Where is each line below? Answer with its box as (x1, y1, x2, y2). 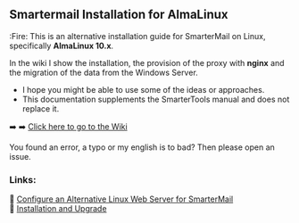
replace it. (21, 103, 60, 114)
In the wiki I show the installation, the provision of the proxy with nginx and (9, 57, 285, 68)
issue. (9, 151, 31, 161)
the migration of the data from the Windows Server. (9, 67, 198, 78)
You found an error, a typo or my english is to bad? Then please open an (9, 142, 275, 153)
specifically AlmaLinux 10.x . (9, 40, 114, 51)
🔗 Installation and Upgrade (9, 203, 107, 214)
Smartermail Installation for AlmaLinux (9, 7, 229, 22)
